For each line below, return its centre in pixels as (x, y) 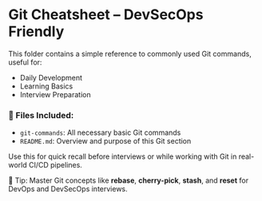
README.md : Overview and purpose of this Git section (105, 141)
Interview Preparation (55, 94)
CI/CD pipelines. (55, 165)
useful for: (25, 62)
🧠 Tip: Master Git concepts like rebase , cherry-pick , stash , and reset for (129, 180)
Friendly (36, 32)
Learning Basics (46, 86)
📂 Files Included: (41, 115)
